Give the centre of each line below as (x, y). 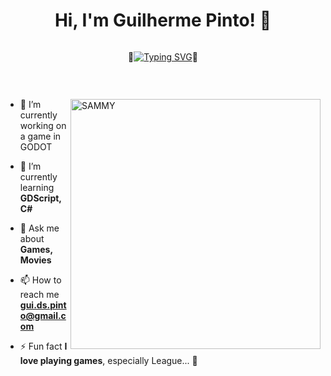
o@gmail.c (43, 315)
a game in (40, 136)
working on (43, 125)
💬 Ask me (39, 228)
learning (37, 187)
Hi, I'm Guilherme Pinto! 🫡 (163, 20)
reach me (39, 294)
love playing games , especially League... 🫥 (108, 360)
